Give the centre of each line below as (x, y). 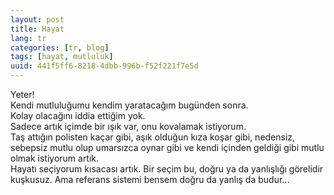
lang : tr (28, 38)
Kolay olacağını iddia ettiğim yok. (78, 115)
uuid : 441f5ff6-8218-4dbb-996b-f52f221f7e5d (104, 66)
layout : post (37, 19)
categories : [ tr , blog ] (60, 47)
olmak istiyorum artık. (55, 158)
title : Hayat (37, 29)
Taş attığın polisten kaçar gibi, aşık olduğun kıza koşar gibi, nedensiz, (153, 137)
